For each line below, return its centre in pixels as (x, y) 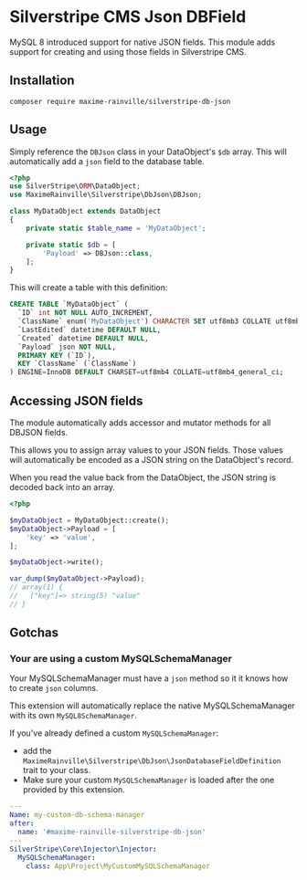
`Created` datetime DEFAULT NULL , (83, 338)
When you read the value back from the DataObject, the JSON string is (143, 477)
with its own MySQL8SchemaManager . (73, 716)
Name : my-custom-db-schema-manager (77, 815)
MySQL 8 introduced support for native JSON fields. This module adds (143, 42)
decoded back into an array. (63, 487)
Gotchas (34, 633)
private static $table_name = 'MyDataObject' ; (116, 228)
